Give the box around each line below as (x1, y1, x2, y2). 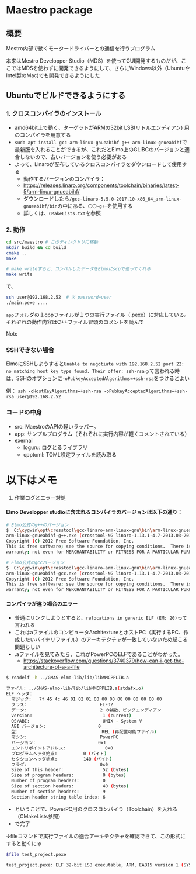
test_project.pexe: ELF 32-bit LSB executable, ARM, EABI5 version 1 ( (6, 862, 184, 868)
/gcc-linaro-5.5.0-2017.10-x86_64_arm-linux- (69, 196, 182, 202)
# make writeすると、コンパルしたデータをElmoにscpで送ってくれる (6, 266, 151, 272)
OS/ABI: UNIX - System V (11, 718, 142, 724)
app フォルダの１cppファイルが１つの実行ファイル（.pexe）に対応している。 (6, 311, 190, 318)
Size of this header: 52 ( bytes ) (11, 767, 129, 773)
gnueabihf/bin (23, 203, 58, 209)
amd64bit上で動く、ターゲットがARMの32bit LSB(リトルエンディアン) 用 (14, 124, 190, 131)
